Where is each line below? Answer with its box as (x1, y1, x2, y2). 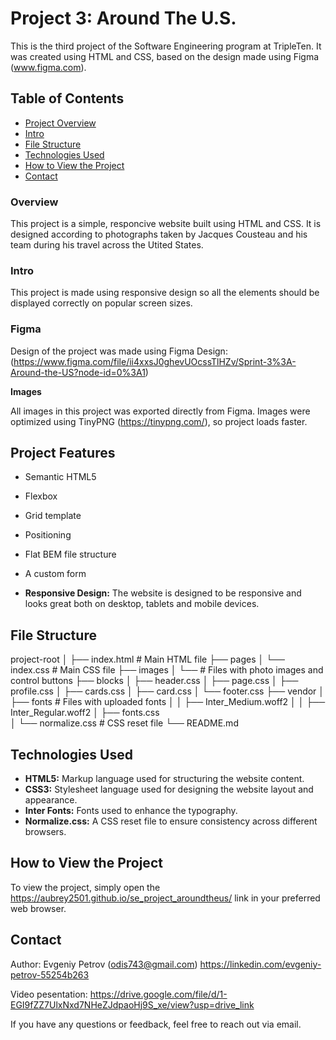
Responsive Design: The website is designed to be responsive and (24, 587, 302, 599)
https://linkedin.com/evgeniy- (199, 958, 322, 970)
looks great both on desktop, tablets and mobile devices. (24, 598, 260, 610)
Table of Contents (10, 90, 125, 107)
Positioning (24, 529, 72, 541)
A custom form (24, 568, 87, 580)
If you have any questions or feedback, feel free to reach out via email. (10, 1018, 302, 1030)
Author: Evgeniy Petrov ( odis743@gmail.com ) (10, 958, 198, 970)
